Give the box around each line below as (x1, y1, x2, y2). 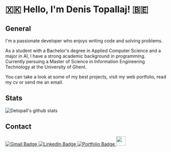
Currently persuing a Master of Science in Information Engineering (5, 59, 145, 64)
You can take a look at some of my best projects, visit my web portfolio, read (5, 74, 166, 80)
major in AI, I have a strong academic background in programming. (5, 53, 145, 59)
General (5, 24, 32, 33)
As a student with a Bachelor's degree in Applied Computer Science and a (5, 47, 161, 54)
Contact (5, 122, 32, 131)
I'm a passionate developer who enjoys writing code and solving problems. (5, 38, 163, 44)
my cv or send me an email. (5, 79, 63, 85)
